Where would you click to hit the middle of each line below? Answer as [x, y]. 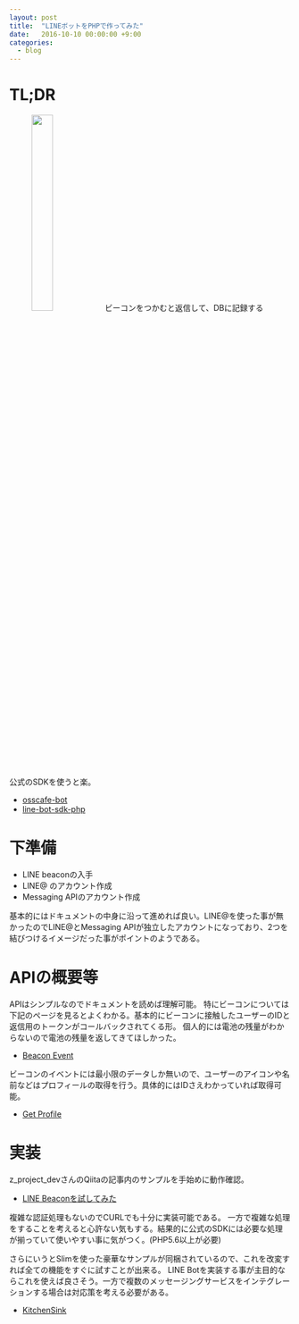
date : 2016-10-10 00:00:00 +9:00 [75, 34]
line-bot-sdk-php [54, 809]
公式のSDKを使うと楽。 [53, 782]
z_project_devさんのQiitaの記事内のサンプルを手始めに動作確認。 [129, 1179]
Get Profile [42, 1114]
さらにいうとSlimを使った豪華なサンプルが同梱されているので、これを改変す [149, 1258]
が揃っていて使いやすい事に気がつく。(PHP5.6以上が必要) [115, 1239]
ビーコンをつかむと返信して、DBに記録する [184, 308]
